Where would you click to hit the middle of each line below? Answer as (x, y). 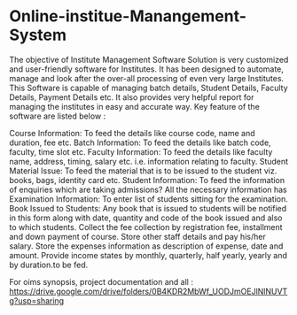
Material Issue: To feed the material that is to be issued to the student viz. (143, 171)
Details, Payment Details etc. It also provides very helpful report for (132, 97)
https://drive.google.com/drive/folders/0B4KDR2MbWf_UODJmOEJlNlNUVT (148, 291)
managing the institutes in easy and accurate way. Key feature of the (134, 106)
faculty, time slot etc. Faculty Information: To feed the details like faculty (141, 151)
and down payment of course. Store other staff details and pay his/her (137, 236)
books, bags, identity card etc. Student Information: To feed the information (147, 180)
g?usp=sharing (37, 300)
